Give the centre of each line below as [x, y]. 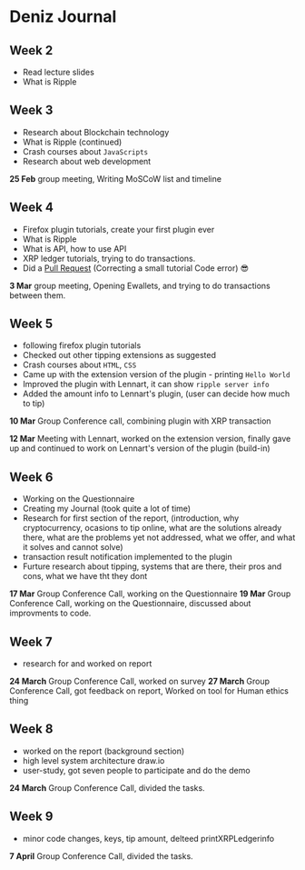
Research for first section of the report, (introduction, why [131, 518]
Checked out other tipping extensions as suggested [119, 355]
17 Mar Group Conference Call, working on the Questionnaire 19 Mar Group [150, 594]
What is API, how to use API [74, 248]
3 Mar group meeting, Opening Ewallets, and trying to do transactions [140, 285]
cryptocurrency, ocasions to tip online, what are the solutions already [152, 528]
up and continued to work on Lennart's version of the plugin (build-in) [140, 448]
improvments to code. [50, 613]
